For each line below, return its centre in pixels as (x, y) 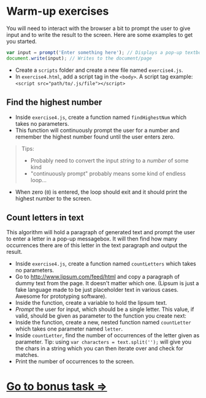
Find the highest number (54, 102)
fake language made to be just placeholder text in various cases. (97, 290)
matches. (27, 355)
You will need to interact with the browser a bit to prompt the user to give (98, 28)
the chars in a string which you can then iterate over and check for (99, 348)
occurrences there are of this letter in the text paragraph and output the (97, 245)
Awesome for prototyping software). (61, 296)
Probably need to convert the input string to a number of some (109, 160)
